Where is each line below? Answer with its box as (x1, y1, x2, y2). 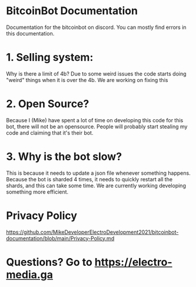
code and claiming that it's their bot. (6, 129, 94, 136)
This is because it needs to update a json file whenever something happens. (6, 169, 191, 177)
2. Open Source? (6, 97, 89, 110)
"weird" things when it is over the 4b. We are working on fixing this (6, 76, 168, 83)
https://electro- (94, 255, 172, 269)
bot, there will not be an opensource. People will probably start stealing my (6, 123, 188, 130)
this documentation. (6, 30, 55, 37)
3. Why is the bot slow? (6, 150, 122, 163)
